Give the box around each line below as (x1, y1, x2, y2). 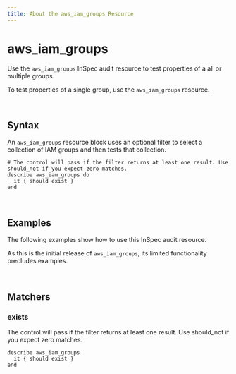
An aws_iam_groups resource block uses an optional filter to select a (7, 138, 203, 147)
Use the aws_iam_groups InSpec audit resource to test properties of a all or (7, 64, 222, 73)
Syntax (7, 119, 39, 131)
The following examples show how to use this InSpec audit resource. (7, 236, 207, 244)
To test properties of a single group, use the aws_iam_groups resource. (7, 85, 210, 94)
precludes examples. (7, 257, 68, 265)
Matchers (7, 291, 51, 303)
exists (7, 312, 29, 322)
